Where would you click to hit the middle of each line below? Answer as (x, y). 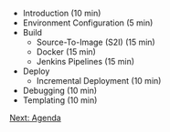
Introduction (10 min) (62, 13)
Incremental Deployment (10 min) (99, 81)
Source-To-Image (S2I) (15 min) (96, 42)
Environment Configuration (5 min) (88, 23)
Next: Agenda (35, 118)
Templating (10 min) (60, 100)
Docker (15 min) (66, 52)
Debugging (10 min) (60, 91)
